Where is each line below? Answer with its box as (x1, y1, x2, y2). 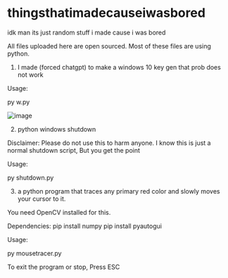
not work (17, 70, 44, 79)
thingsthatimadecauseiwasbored (7, 5, 206, 21)
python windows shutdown (17, 125, 96, 133)
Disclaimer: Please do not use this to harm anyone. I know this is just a (7, 139, 211, 147)
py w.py (7, 97, 30, 106)
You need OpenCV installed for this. (7, 208, 111, 216)
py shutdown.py (7, 173, 54, 182)
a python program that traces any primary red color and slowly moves (17, 187, 220, 195)
